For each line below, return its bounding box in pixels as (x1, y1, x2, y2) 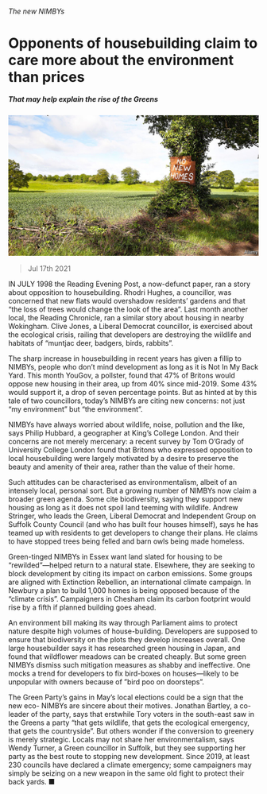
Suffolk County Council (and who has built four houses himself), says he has (8, 520, 259, 529)
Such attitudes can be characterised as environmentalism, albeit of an (8, 478, 237, 487)
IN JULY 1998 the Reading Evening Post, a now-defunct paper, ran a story (8, 279, 251, 289)
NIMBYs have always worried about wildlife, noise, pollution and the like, (8, 420, 245, 429)
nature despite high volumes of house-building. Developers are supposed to (8, 626, 258, 636)
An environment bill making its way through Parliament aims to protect (8, 618, 238, 628)
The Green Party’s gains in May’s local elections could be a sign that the (8, 692, 244, 703)
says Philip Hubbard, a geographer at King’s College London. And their (8, 428, 240, 438)
